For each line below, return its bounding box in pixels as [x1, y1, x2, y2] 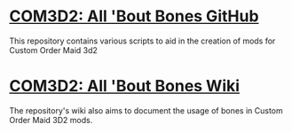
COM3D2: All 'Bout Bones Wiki [9, 76, 241, 97]
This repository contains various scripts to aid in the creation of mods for [9, 35, 276, 46]
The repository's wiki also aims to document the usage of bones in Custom [9, 105, 284, 116]
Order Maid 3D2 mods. [9, 114, 93, 125]
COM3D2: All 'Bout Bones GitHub [9, 6, 259, 27]
